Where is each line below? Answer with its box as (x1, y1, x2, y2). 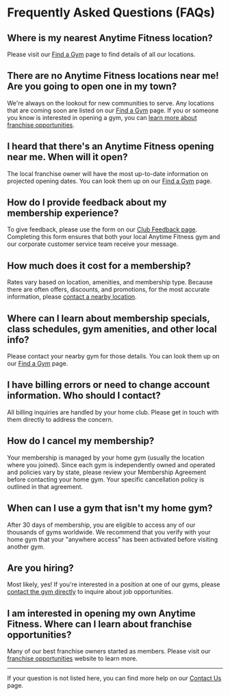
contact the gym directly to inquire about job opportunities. (7, 588, 173, 596)
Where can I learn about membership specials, (7, 312, 210, 324)
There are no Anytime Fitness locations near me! (7, 70, 219, 82)
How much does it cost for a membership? (7, 260, 192, 271)
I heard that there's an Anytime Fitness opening (7, 140, 214, 152)
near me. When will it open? (7, 151, 128, 163)
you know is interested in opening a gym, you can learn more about (7, 113, 197, 121)
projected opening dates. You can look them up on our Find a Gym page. (7, 177, 212, 185)
